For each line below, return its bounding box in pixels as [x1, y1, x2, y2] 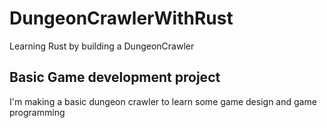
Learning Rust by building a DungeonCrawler [9, 40, 195, 52]
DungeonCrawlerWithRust [9, 7, 234, 30]
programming [9, 106, 66, 118]
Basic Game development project [9, 69, 221, 86]
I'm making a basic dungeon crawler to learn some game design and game [9, 95, 317, 107]
